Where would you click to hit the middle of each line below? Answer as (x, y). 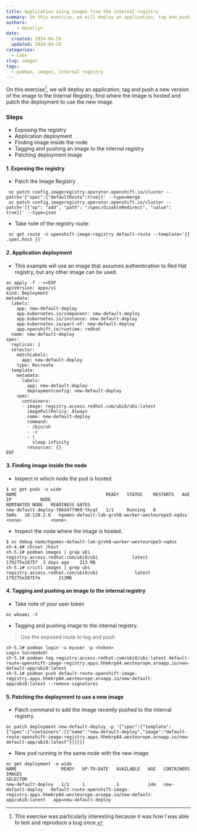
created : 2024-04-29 (36, 39)
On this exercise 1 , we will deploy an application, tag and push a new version (98, 89)
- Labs (19, 55)
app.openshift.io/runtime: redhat (59, 329)
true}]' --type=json (31, 213)
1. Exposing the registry (35, 168)
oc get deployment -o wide (39, 764)
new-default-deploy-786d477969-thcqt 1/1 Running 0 (81, 510)
